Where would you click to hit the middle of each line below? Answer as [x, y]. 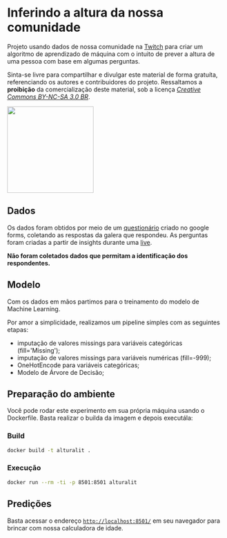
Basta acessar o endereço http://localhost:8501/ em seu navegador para [114, 521]
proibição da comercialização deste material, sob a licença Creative [104, 89]
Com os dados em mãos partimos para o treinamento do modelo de [103, 302]
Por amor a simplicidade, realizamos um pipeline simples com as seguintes [114, 322]
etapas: [18, 329]
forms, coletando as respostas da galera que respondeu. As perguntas [108, 235]
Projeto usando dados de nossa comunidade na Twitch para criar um [105, 46]
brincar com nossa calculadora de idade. [65, 528]
